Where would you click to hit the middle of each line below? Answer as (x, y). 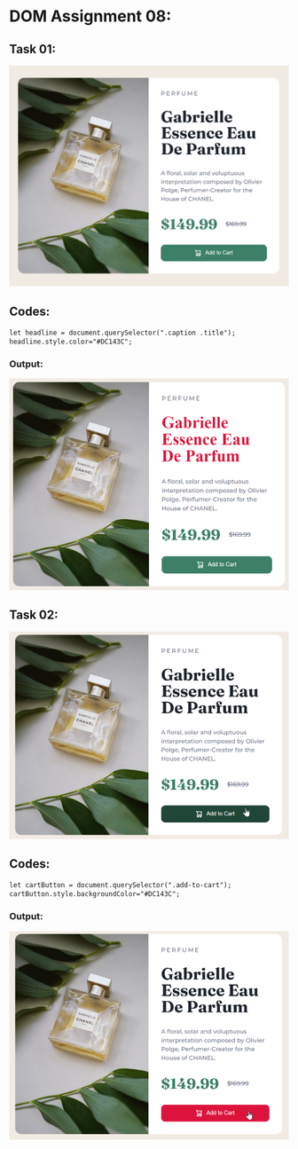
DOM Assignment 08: (90, 16)
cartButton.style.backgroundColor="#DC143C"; (94, 894)
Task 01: (32, 49)
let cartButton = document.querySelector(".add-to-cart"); (121, 885)
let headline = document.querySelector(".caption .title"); (123, 333)
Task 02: (34, 615)
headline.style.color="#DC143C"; (71, 342)
